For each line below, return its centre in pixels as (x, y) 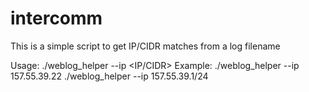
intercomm (56, 18)
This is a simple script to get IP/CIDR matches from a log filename (145, 46)
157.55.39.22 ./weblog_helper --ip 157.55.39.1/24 (109, 76)
